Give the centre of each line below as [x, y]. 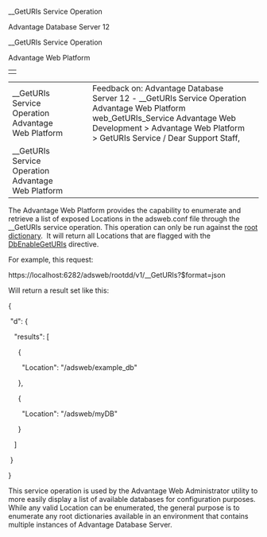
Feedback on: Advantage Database [158, 88]
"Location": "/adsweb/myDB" [70, 414]
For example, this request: [51, 259]
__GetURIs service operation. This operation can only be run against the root [133, 227]
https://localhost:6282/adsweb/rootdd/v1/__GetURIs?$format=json [117, 275]
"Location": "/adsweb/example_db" [79, 368]
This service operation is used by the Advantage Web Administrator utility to [133, 491]
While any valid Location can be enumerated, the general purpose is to [124, 508]
